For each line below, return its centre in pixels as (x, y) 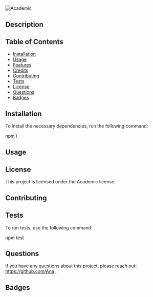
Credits (20, 70)
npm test (15, 238)
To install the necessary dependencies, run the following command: (77, 126)
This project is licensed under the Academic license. (61, 182)
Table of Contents (35, 42)
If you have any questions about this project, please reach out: (71, 266)
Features (22, 65)
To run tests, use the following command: (49, 227)
